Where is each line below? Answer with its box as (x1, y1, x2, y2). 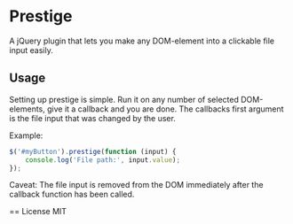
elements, (9, 104, 46, 114)
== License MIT (9, 206, 67, 217)
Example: (9, 130, 44, 141)
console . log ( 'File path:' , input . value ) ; (25, 155, 180, 165)
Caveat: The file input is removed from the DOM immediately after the (9, 180, 264, 190)
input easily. (9, 44, 53, 55)
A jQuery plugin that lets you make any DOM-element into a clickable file (9, 35, 275, 46)
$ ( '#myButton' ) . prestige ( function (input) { (9, 147, 177, 156)
